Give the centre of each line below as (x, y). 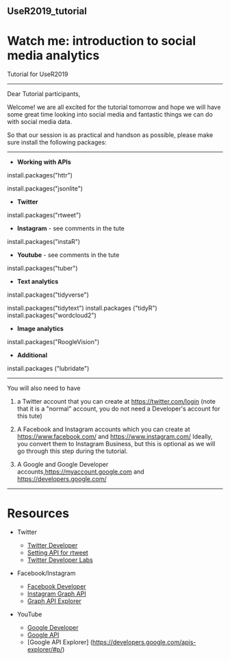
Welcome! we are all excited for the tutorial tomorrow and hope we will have (114, 107)
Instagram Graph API (57, 594)
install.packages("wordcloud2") (52, 315)
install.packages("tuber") (42, 268)
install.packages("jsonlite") (45, 188)
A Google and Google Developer (63, 465)
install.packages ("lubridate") (48, 369)
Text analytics (38, 282)
